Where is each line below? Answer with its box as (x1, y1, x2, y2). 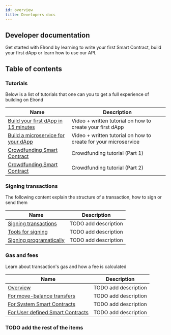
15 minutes (8, 124, 35, 130)
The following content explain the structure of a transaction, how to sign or (5, 194, 162, 200)
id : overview (5, 7, 33, 13)
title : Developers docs (5, 12, 56, 17)
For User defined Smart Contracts (8, 309, 89, 316)
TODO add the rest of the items (5, 324, 83, 331)
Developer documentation (5, 31, 90, 40)
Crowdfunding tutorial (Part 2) (71, 164, 144, 171)
